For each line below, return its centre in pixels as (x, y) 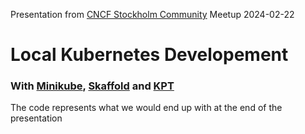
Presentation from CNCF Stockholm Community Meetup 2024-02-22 (152, 14)
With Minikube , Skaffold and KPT (92, 86)
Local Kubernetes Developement (149, 55)
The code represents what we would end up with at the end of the (146, 108)
